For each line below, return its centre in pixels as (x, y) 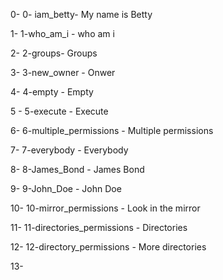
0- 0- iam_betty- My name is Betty (81, 14)
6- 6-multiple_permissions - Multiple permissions (112, 130)
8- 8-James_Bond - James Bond (77, 169)
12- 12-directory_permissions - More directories (108, 247)
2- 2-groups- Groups (54, 53)
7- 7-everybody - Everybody (69, 150)
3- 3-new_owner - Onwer (63, 72)
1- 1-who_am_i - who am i (62, 33)
